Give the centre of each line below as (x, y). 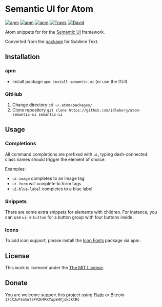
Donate (16, 283)
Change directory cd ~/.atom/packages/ (52, 105)
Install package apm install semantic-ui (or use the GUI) (70, 81)
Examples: (15, 169)
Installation (22, 57)
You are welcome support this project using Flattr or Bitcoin (65, 295)
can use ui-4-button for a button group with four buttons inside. (70, 217)
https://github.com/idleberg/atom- (105, 110)
